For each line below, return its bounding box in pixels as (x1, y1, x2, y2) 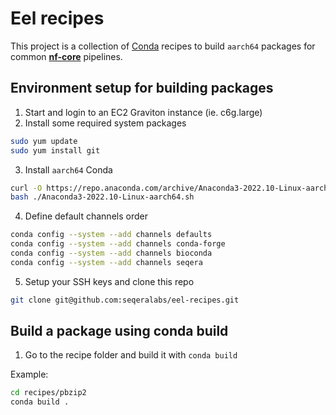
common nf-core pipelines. (10, 50, 123, 62)
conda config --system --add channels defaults (10, 230, 213, 240)
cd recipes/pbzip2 (10, 388, 87, 398)
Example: (10, 368, 49, 381)
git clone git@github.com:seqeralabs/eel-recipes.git (10, 295, 240, 305)
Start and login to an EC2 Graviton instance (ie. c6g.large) (24, 106, 263, 118)
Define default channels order (24, 210, 148, 222)
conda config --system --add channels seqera (10, 257, 203, 267)
